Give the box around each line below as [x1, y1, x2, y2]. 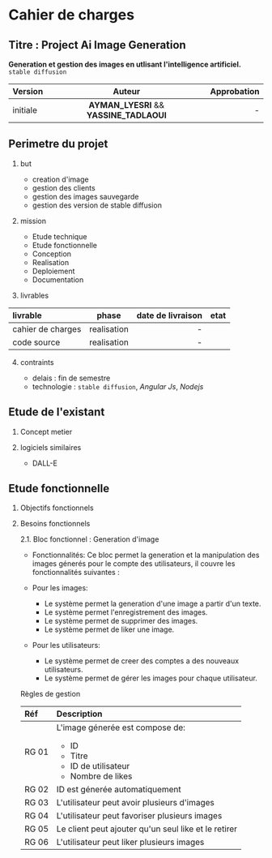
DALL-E [32, 458, 58, 468]
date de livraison [136, 310, 202, 321]
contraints [19, 357, 54, 367]
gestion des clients [32, 182, 96, 192]
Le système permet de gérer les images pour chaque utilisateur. [44, 673, 257, 683]
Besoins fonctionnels [19, 519, 91, 529]
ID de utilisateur [70, 761, 130, 772]
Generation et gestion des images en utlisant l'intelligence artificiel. [8, 59, 241, 69]
